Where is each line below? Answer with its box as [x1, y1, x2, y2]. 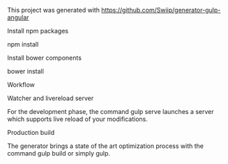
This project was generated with [7, 6, 100, 14]
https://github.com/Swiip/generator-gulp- [100, 6, 221, 14]
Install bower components [7, 54, 82, 62]
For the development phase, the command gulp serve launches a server [7, 108, 214, 115]
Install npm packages [7, 27, 68, 35]
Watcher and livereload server [7, 94, 94, 102]
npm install [7, 40, 39, 48]
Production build [7, 129, 55, 136]
